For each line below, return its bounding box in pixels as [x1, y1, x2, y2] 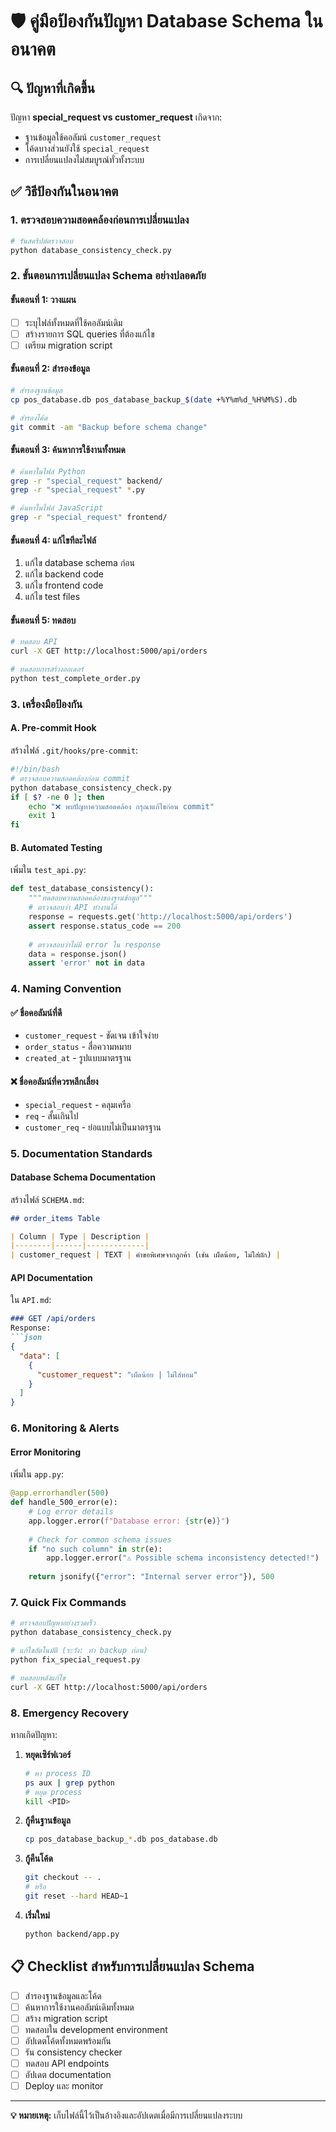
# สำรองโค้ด [10, 413, 48, 423]
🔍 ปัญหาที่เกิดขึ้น [10, 79, 96, 97]
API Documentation [10, 1271, 93, 1283]
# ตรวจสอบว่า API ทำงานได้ [28, 903, 118, 913]
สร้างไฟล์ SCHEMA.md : [10, 1193, 85, 1205]
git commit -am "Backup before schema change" [10, 422, 208, 432]
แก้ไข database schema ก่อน [24, 557, 135, 569]
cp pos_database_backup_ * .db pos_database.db [24, 1834, 218, 1845]
